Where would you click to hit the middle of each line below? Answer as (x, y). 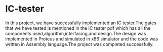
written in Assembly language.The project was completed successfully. (79, 44)
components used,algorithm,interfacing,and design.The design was (76, 33)
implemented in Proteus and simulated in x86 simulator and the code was (82, 39)
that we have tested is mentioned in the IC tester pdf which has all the (78, 28)
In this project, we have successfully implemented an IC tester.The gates (81, 23)
